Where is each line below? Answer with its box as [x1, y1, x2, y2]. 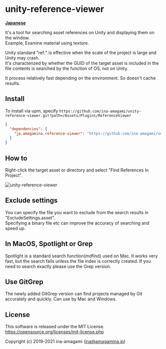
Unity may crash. [5, 55, 40, 60]
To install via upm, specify [5, 108, 58, 114]
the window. [5, 35, 30, 41]
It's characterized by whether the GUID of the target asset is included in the [5, 60, 159, 66]
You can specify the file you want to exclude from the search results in [5, 209, 149, 215]
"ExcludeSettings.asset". [5, 215, 55, 221]
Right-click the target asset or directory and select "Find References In [5, 167, 149, 173]
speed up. [5, 225, 26, 231]
